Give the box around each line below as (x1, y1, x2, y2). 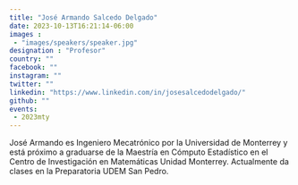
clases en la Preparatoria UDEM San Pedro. (9, 166, 169, 177)
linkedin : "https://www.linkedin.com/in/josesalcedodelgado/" (9, 88, 246, 97)
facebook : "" (9, 63, 58, 72)
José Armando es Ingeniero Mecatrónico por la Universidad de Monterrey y (9, 138, 288, 148)
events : (9, 105, 38, 114)
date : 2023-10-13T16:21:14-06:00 (9, 21, 134, 30)
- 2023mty (13, 113, 50, 122)
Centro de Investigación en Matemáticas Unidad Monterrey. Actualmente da (9, 156, 289, 167)
